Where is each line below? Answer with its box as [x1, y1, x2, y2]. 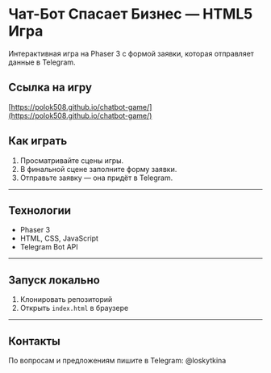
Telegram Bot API [19, 242, 78, 252]
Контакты [8, 334, 60, 348]
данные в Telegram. [8, 57, 76, 67]
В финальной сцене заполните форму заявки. [19, 164, 177, 174]
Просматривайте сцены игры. [19, 155, 124, 166]
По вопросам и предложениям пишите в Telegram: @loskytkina [8, 356, 227, 365]
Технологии [8, 203, 71, 217]
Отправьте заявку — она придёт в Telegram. [19, 173, 173, 182]
